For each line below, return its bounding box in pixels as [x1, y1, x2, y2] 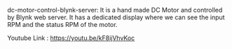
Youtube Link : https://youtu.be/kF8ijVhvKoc [7, 34, 135, 42]
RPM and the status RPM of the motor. [7, 21, 118, 28]
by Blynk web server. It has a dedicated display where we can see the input [7, 13, 226, 21]
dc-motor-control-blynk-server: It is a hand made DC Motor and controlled [7, 6, 223, 14]
